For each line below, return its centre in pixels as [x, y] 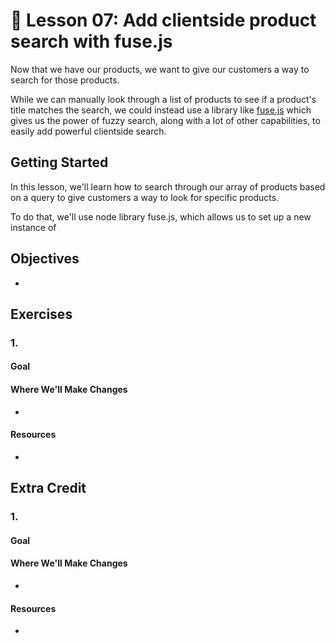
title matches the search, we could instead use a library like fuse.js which [161, 110]
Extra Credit [48, 488]
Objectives [45, 259]
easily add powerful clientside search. [88, 131]
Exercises [41, 314]
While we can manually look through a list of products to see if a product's [163, 99]
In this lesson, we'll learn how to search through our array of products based [168, 186]
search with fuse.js [91, 41]
